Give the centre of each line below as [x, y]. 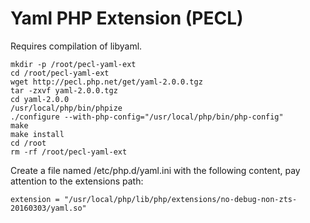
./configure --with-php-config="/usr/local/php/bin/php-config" [147, 117]
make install [37, 134]
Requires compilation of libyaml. [76, 46]
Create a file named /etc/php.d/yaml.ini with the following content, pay [155, 170]
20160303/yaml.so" [48, 208]
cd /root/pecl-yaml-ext [60, 73]
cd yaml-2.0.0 [40, 99]
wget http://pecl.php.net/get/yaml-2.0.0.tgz [106, 82]
